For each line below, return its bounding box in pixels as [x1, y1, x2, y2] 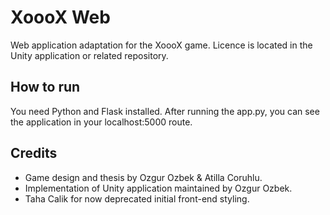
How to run [10, 79, 81, 96]
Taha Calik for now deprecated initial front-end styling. [24, 192, 250, 205]
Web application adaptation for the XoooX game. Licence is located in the [10, 39, 313, 51]
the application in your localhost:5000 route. [10, 116, 193, 128]
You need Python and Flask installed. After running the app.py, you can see [10, 105, 320, 117]
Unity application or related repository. [10, 49, 169, 61]
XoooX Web [10, 6, 111, 29]
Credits [10, 145, 58, 162]
